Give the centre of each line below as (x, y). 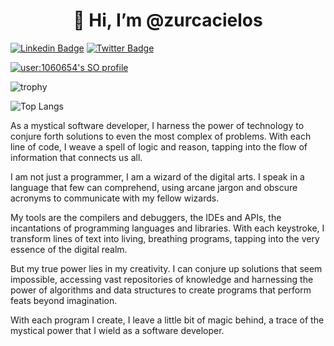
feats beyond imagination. (64, 300)
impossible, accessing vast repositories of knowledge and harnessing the (162, 279)
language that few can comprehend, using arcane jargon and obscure (154, 187)
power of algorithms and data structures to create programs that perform (161, 290)
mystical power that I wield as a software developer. (117, 330)
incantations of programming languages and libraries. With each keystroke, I (167, 228)
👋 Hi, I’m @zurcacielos (168, 20)
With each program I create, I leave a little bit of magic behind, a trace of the (167, 320)
